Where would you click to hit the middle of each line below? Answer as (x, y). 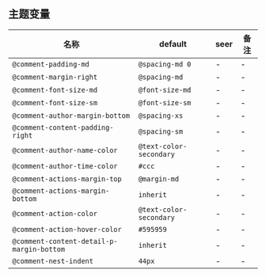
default (173, 44)
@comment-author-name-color (65, 150)
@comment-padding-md (51, 64)
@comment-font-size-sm (55, 102)
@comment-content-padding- (63, 127)
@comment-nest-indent (53, 261)
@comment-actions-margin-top (67, 179)
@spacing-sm (161, 131)
